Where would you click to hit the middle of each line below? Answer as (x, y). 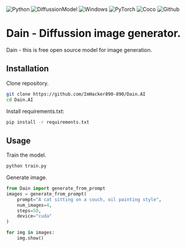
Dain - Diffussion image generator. (94, 33)
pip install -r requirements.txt (48, 122)
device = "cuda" (34, 216)
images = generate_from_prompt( (46, 194)
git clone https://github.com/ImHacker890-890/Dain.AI (76, 94)
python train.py (26, 166)
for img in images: (31, 233)
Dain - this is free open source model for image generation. (79, 50)
